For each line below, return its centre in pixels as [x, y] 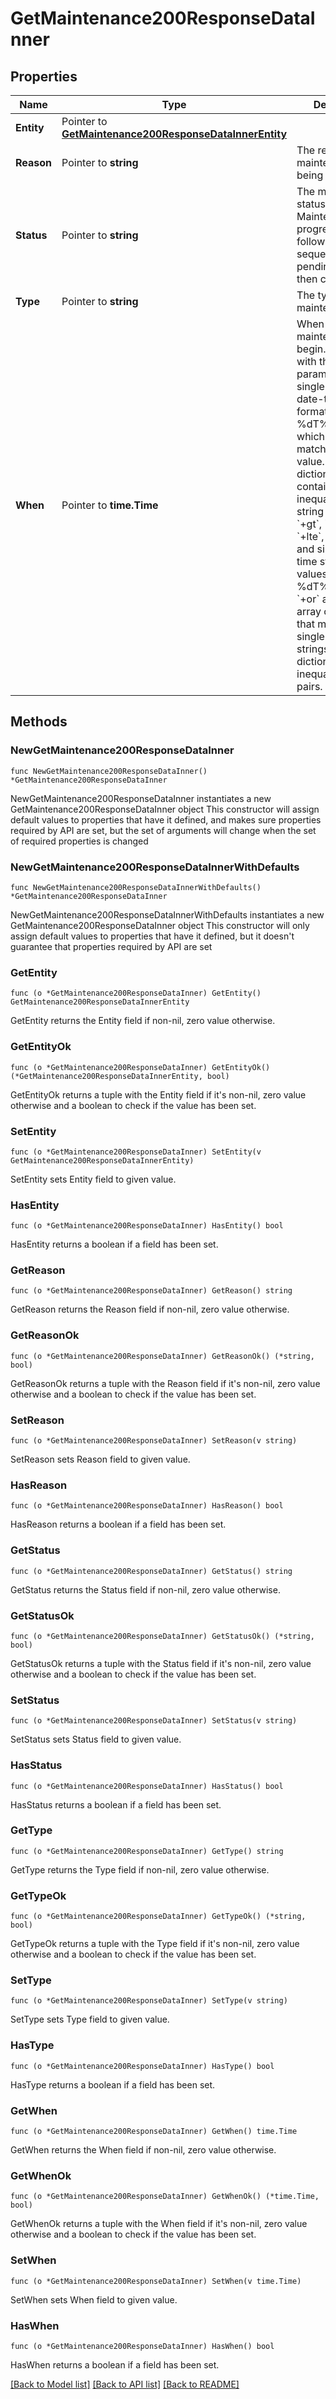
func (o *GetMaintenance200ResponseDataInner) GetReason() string [151, 1291]
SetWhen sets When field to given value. [94, 2299]
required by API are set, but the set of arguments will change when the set [163, 830]
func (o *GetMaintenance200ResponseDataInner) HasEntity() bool [147, 1226]
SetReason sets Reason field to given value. [100, 1459]
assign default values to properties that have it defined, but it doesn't [152, 936]
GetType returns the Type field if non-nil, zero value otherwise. [140, 1869]
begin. [311, 349]
